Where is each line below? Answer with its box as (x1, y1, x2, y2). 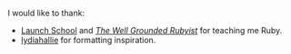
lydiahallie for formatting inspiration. (20, 35, 156, 45)
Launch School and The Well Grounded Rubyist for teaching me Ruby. (20, 25, 283, 35)
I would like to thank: (7, 8, 85, 18)
